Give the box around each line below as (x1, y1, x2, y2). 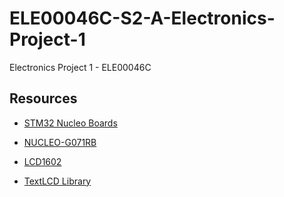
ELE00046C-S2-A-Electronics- (9, 7, 276, 30)
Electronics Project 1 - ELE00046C (9, 61, 152, 73)
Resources (9, 90, 78, 107)
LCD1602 (23, 155, 62, 167)
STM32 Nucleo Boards (23, 117, 118, 129)
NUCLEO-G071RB (23, 136, 97, 148)
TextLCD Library (23, 175, 92, 187)
